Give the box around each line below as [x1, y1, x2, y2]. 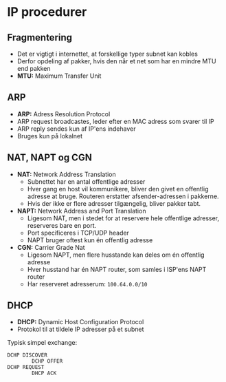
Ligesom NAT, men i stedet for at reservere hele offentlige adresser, [27, 214, 220, 222]
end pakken [16, 65, 51, 72]
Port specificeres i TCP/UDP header [27, 229, 129, 237]
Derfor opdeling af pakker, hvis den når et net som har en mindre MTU [16, 57, 216, 65]
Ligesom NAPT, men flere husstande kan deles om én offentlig [27, 251, 205, 259]
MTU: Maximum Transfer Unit [16, 72, 102, 80]
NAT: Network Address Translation [16, 170, 116, 178]
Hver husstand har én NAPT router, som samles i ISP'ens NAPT [27, 265, 207, 273]
